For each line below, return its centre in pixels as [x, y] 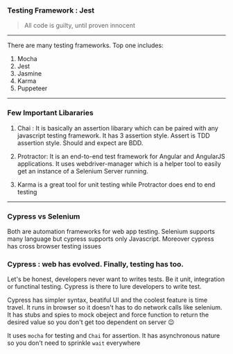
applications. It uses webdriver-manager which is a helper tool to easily [119, 163]
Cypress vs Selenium [44, 216]
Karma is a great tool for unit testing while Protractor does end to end [116, 184]
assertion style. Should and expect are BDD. [80, 143]
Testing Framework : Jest [51, 10]
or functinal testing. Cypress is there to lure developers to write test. [105, 287]
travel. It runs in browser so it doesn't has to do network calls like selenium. [115, 307]
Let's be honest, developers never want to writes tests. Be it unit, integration [116, 279]
